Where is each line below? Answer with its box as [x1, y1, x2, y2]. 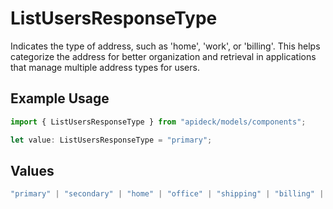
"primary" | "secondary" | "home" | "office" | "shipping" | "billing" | [10, 189, 325, 199]
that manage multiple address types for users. [10, 61, 200, 73]
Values [10, 162, 55, 179]
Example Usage [10, 90, 110, 107]
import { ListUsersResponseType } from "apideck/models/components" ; [10, 117, 307, 127]
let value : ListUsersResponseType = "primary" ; [10, 135, 213, 145]
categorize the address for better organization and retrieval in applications [10, 50, 317, 62]
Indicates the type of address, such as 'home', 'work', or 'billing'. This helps [10, 40, 321, 52]
